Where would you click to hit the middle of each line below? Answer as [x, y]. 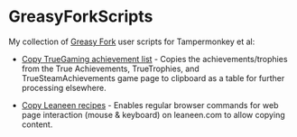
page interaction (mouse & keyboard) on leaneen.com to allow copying [153, 114]
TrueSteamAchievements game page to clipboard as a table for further [153, 78]
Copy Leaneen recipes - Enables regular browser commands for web [150, 105]
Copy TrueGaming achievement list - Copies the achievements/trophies [154, 59]
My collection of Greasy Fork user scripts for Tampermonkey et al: [132, 41]
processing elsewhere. [64, 87]
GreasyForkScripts [81, 17]
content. [37, 124]
